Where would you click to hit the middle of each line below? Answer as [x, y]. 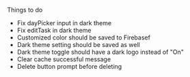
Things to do [25, 10]
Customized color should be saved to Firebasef [83, 37]
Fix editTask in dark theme [54, 30]
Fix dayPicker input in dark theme [64, 23]
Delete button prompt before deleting [69, 66]
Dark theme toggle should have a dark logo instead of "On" [100, 52]
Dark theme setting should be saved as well [78, 45]
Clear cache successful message [64, 59]
